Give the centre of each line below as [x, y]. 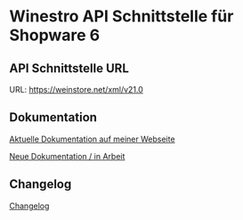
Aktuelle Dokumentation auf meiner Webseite [92, 139]
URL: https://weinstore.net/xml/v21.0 [77, 90]
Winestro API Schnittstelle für [121, 16]
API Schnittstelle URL [69, 68]
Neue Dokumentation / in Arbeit [67, 156]
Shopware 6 [55, 35]
